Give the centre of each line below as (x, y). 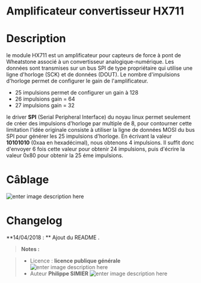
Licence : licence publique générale (75, 261)
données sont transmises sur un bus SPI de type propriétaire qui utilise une (99, 68)
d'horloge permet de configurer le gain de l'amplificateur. (77, 81)
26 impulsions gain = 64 (45, 99)
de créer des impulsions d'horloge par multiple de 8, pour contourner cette (99, 123)
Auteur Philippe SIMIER (59, 273)
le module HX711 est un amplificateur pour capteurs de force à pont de (94, 55)
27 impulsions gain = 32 (45, 105)
